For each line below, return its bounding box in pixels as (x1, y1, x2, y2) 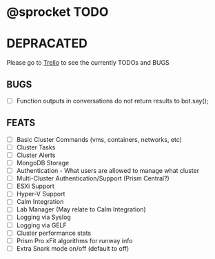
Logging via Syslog (16, 213, 72, 221)
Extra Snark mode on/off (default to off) (16, 244, 130, 252)
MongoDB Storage (16, 159, 70, 167)
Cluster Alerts (16, 151, 56, 159)
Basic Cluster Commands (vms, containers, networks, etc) (16, 135, 182, 143)
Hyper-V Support (16, 190, 65, 198)
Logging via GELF (16, 221, 67, 229)
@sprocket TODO (6, 4, 109, 20)
